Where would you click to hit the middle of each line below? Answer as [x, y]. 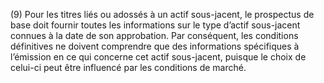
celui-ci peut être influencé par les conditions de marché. [128, 67]
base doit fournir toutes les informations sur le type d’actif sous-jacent [155, 25]
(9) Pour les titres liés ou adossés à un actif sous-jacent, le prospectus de [162, 14]
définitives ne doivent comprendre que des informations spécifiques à [155, 46]
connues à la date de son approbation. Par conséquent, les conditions [154, 35]
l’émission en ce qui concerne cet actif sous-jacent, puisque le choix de [158, 57]
